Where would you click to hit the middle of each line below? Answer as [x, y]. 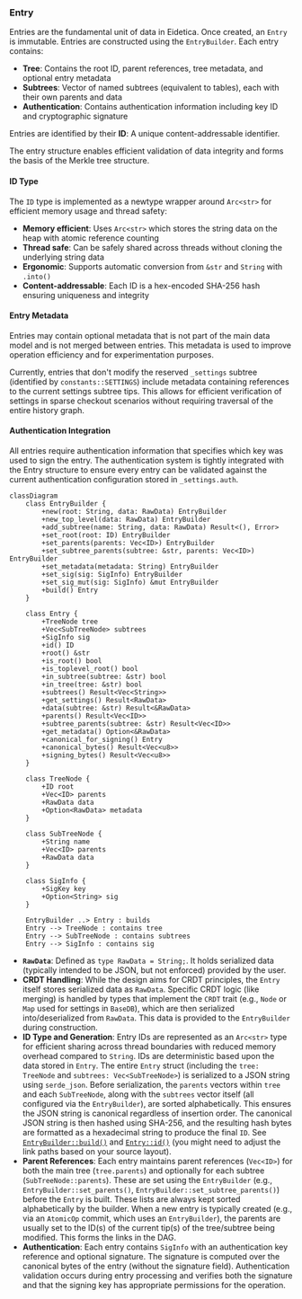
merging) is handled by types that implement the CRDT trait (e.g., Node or [155, 998]
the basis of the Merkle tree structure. [80, 161]
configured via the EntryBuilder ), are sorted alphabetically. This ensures [157, 1103]
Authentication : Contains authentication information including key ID [150, 107]
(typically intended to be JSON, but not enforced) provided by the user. [154, 970]
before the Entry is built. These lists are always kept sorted [131, 1199]
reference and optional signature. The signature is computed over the [151, 1256]
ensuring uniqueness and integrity [86, 295]
